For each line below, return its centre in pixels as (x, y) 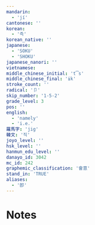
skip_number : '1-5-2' (33, 96)
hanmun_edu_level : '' (33, 152)
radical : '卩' (23, 90)
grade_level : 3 (25, 101)
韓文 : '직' (18, 135)
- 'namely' (25, 118)
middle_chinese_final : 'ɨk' (41, 79)
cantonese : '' (24, 23)
